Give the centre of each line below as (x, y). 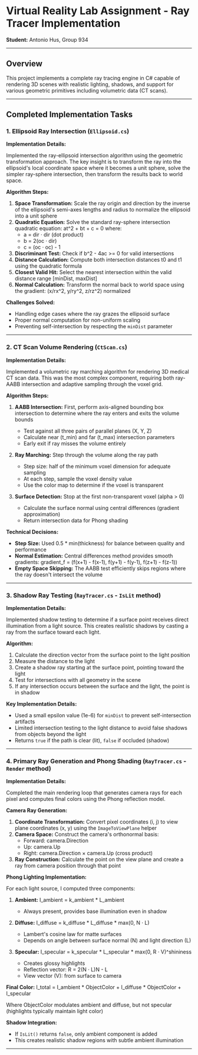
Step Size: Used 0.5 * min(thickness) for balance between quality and (99, 543)
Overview (24, 64)
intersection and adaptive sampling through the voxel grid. (92, 384)
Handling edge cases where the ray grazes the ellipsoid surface (92, 314)
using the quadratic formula (48, 266)
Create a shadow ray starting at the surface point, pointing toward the (99, 668)
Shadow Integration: (32, 1023)
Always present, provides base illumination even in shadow (95, 911)
